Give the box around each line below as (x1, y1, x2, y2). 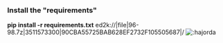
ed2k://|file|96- (95, 21, 139, 29)
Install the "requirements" (7, 5, 97, 15)
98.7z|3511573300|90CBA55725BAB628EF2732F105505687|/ (7, 28, 185, 36)
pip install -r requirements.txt (7, 21, 94, 29)
